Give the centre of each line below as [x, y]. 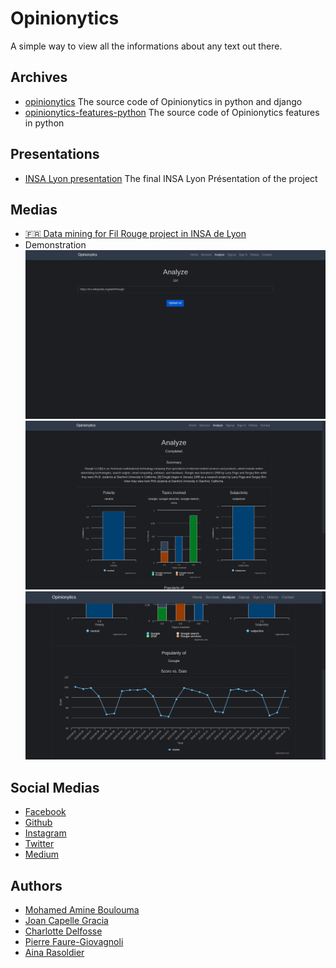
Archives [39, 77]
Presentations [55, 154]
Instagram [45, 833]
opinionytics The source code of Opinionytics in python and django [163, 101]
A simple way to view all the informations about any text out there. [146, 46]
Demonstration [55, 245]
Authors [36, 885]
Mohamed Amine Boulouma [82, 909]
